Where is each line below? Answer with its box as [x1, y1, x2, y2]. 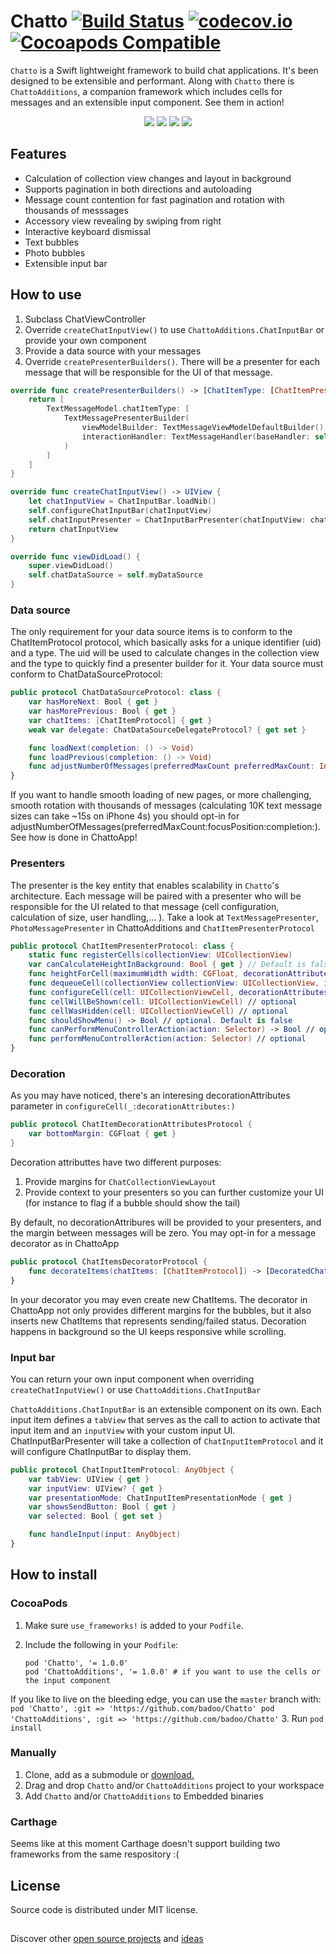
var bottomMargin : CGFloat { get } [28, 1129, 177, 1139]
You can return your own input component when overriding [10, 1373, 255, 1385]
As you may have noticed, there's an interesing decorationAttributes [10, 1090, 291, 1102]
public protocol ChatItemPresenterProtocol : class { [10, 941, 235, 951]
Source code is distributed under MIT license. [10, 1903, 198, 1915]
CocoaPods [10, 1596, 68, 1610]
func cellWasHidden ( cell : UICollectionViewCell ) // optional [28, 1006, 288, 1016]
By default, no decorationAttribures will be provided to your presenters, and [10, 1216, 322, 1228]
